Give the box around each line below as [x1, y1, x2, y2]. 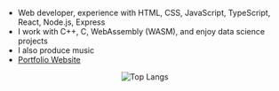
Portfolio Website [17, 55, 82, 64]
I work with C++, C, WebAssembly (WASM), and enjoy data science [17, 27, 265, 36]
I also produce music [17, 45, 95, 56]
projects [17, 35, 49, 46]
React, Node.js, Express [17, 17, 106, 27]
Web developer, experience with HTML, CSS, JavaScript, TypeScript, [17, 8, 271, 18]
